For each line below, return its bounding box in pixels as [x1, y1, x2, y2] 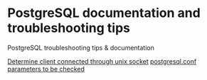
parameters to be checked [7, 64, 85, 73]
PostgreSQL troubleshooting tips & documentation [7, 43, 154, 52]
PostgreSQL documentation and [7, 5, 201, 21]
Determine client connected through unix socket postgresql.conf [7, 57, 197, 65]
